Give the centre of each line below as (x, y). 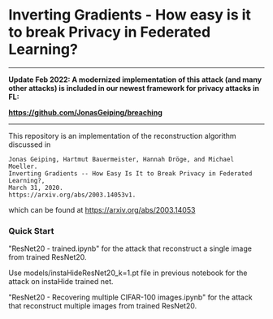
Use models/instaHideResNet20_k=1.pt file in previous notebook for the (128, 273)
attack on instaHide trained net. (61, 282)
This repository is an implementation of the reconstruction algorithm (123, 136)
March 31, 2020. (36, 188)
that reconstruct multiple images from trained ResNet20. (103, 306)
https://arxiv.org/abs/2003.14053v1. (72, 195)
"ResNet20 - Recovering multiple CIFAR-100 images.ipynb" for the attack (131, 297)
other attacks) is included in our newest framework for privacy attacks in (134, 88)
